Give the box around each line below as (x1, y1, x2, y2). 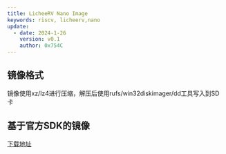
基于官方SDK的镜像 (7, 120, 91, 132)
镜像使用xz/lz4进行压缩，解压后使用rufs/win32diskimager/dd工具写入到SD (7, 89, 220, 97)
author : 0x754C (19, 42, 64, 49)
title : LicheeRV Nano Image (7, 10, 88, 17)
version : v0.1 (19, 36, 60, 43)
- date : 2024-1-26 (13, 29, 67, 37)
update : (7, 23, 30, 30)
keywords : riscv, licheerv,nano (7, 17, 100, 23)
